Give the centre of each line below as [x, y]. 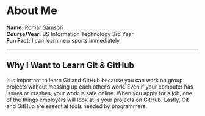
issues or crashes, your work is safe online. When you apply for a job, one [99, 93]
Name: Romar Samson [35, 27]
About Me [32, 11]
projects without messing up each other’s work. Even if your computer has [100, 87]
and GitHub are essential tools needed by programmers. [77, 106]
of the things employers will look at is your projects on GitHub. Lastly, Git [98, 100]
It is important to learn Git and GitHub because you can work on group [95, 80]
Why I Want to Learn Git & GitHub [70, 66]
